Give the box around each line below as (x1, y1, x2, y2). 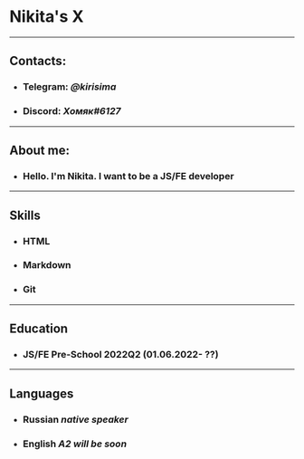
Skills (9, 207, 41, 223)
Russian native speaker (22, 413, 128, 426)
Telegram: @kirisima (22, 81, 117, 93)
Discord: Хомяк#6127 (22, 105, 121, 118)
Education (9, 321, 69, 337)
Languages (9, 386, 74, 401)
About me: (9, 142, 71, 158)
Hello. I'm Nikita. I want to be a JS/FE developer (22, 169, 234, 182)
